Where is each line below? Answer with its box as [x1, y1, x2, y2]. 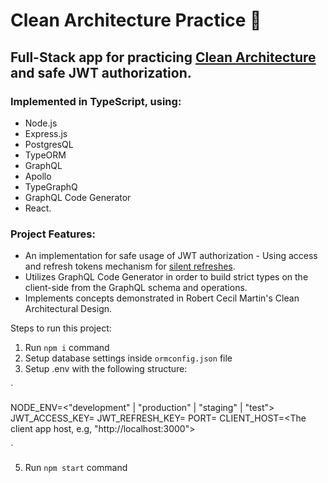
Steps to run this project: [10, 322, 112, 334]
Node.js [24, 117, 58, 129]
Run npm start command [24, 462, 128, 474]
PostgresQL [24, 138, 74, 150]
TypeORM [24, 149, 67, 161]
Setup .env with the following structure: [24, 363, 188, 375]
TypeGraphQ [24, 180, 78, 193]
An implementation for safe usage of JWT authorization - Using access [24, 250, 318, 262]
